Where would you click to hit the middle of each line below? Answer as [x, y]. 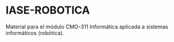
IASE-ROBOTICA [48, 10]
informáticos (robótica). [35, 33]
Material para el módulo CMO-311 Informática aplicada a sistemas [87, 27]
